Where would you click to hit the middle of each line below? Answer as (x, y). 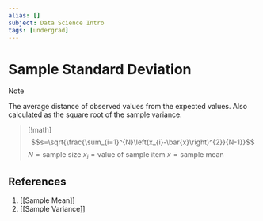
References (37, 181)
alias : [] (25, 15)
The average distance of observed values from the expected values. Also (128, 107)
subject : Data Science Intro (56, 23)
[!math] (40, 130)
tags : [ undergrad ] (38, 30)
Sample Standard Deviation (100, 69)
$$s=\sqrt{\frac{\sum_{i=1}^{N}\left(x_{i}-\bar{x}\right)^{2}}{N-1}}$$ (143, 142)
